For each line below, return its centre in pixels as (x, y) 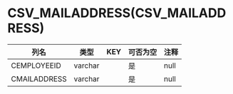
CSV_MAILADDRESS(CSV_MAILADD (117, 13)
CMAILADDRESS (39, 78)
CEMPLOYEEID (36, 66)
